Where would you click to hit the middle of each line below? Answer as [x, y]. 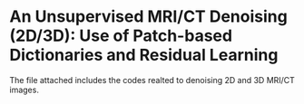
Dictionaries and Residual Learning [144, 55]
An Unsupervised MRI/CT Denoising [148, 17]
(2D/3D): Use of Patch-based [121, 36]
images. [24, 90]
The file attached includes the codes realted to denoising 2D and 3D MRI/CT [152, 80]
